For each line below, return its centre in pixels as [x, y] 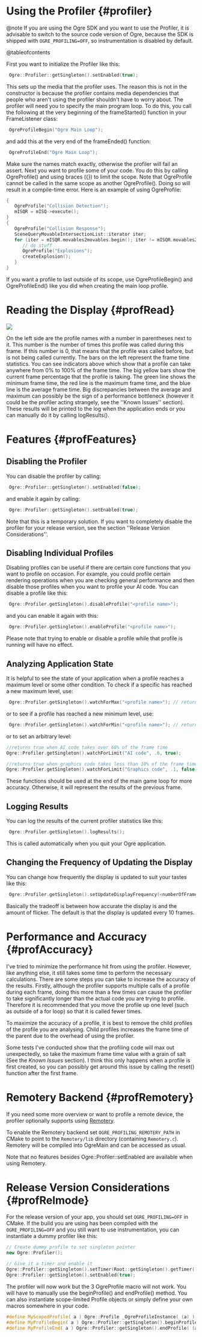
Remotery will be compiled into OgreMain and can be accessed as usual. [96, 1145]
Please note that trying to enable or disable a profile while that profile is [95, 638]
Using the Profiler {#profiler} [79, 11]
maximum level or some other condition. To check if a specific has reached [99, 685]
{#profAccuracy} [50, 949]
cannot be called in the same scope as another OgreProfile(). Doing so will [98, 183]
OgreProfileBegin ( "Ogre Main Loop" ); [56, 130]
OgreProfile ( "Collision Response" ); [60, 228]
